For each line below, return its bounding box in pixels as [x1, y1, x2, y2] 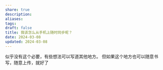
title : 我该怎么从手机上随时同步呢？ [5, 30, 73, 35]
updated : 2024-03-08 [5, 39, 48, 44]
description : [5, 12, 32, 17]
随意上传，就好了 [13, 60, 49, 66]
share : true [5, 7, 30, 12]
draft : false [5, 26, 32, 31]
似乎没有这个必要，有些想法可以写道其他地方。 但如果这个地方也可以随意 [5, 53, 154, 59]
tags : [5, 21, 16, 26]
